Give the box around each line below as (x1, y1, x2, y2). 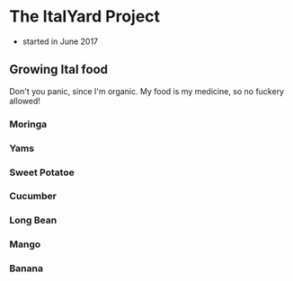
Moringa (9, 118, 48, 130)
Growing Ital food (9, 62, 109, 77)
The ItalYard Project (9, 6, 160, 27)
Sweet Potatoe (9, 166, 75, 179)
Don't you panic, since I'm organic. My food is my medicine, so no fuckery (9, 85, 285, 96)
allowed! (9, 95, 40, 106)
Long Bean (9, 214, 58, 226)
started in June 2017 (22, 36, 99, 47)
